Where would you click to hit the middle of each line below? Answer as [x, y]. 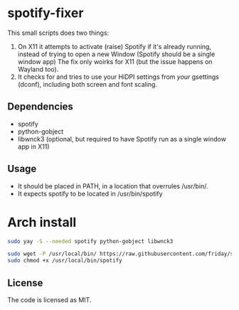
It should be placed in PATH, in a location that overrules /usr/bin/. [113, 186]
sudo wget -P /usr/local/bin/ [52, 254]
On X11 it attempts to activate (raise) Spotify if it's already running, [115, 46]
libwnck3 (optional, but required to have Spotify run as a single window [122, 139]
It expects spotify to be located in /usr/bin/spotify [90, 193]
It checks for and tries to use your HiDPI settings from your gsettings [118, 77]
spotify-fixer [46, 13]
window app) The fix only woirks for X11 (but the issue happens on [115, 61]
